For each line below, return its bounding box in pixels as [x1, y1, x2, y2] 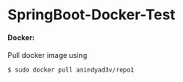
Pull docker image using [7, 51, 88, 60]
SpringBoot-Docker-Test [7, 6, 176, 24]
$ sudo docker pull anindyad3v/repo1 [7, 66, 135, 74]
